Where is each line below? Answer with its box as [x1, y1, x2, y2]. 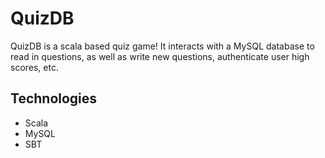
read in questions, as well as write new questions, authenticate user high [10, 50, 310, 62]
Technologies [10, 90, 98, 107]
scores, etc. [10, 61, 59, 73]
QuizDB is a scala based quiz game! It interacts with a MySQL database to [10, 40, 315, 52]
